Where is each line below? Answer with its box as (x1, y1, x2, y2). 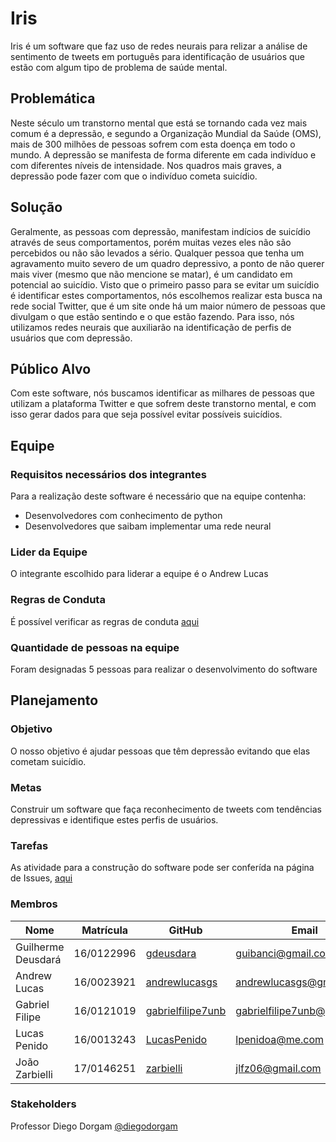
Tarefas (10, 838, 49, 852)
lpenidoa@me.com (235, 1032, 325, 1046)
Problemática (10, 90, 96, 107)
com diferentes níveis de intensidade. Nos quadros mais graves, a (10, 159, 282, 171)
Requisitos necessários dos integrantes (10, 467, 207, 481)
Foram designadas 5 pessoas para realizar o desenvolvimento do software (10, 663, 318, 675)
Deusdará (15, 952, 62, 966)
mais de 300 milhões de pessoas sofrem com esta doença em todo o (10, 138, 296, 150)
